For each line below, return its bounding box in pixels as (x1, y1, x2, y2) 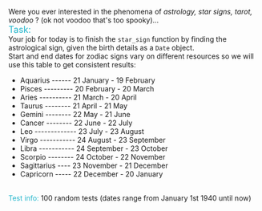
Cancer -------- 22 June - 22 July (19, 118, 133, 128)
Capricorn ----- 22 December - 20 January (19, 169, 163, 179)
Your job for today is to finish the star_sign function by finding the (8, 34, 227, 43)
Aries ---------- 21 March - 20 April (19, 92, 138, 102)
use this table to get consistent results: (8, 60, 136, 69)
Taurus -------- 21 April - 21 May (19, 101, 128, 111)
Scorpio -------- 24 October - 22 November (19, 152, 166, 161)
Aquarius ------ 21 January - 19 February (19, 75, 155, 85)
